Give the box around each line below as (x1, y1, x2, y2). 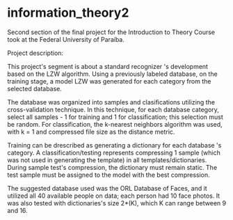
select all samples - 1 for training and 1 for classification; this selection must (7, 113, 224, 121)
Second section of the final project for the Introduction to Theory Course (7, 28, 216, 36)
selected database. (7, 84, 63, 93)
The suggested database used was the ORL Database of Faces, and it (7, 184, 207, 192)
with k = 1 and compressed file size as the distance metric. (7, 127, 175, 136)
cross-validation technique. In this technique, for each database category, (7, 105, 219, 113)
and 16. (7, 206, 28, 214)
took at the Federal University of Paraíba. (7, 35, 125, 43)
